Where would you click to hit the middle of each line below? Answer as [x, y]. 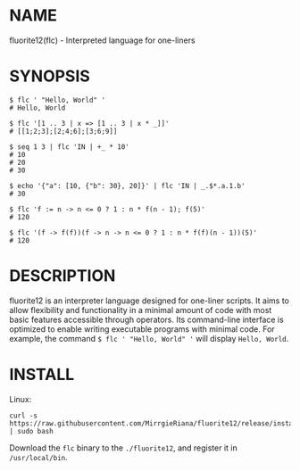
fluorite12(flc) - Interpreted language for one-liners [102, 40]
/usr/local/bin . [39, 457]
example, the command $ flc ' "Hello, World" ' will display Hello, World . [149, 338]
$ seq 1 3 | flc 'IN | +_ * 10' [69, 147]
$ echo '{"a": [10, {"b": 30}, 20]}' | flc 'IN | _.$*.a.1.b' [127, 186]
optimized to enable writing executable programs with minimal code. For [142, 329]
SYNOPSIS [50, 76]
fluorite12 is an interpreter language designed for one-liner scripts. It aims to [150, 301]
